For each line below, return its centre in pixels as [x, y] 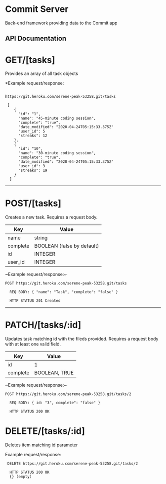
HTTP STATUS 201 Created [35, 301]
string [41, 238]
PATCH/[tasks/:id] [43, 325]
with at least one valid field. [33, 344]
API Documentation [36, 38]
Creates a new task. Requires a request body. [51, 217]
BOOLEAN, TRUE [54, 373]
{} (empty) [21, 477]
